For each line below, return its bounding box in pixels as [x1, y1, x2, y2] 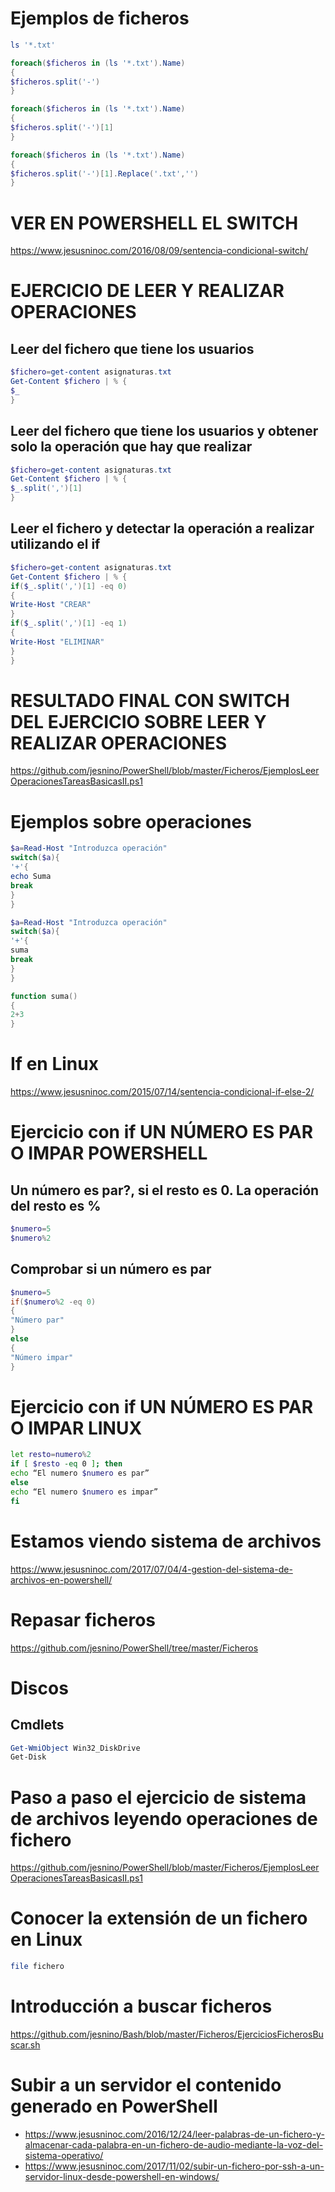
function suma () [10, 991, 78, 1001]
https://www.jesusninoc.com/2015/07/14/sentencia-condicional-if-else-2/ [10, 1086, 315, 1098]
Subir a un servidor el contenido [10, 2074, 282, 2097]
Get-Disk [10, 1752, 47, 1762]
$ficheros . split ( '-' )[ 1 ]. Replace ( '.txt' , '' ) [10, 168, 199, 179]
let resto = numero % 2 [10, 1450, 92, 1460]
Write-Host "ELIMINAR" [10, 637, 105, 647]
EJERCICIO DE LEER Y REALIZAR [10, 280, 285, 302]
